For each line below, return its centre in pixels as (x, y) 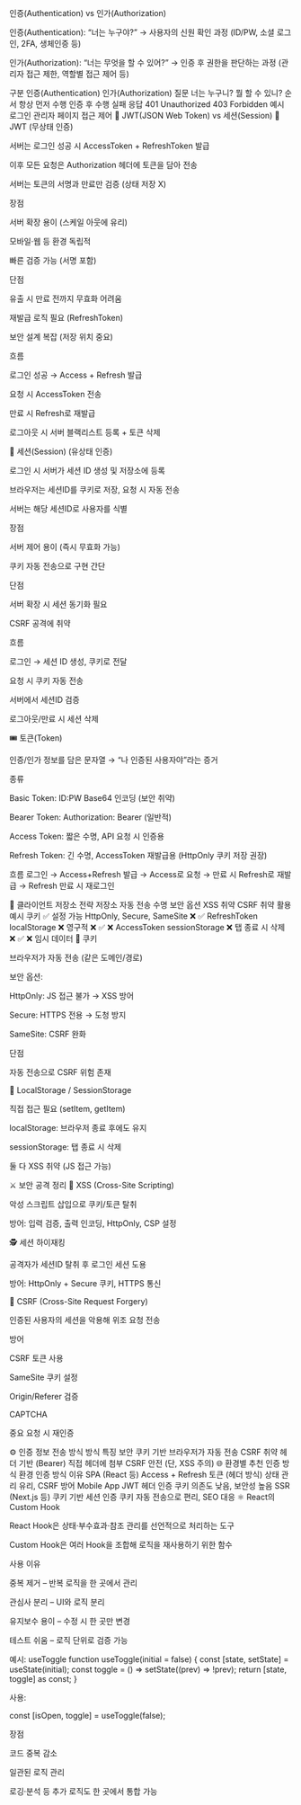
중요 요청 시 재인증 (42, 1433)
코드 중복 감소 (34, 1753)
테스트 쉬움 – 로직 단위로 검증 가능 (69, 1640)
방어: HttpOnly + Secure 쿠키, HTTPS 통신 (85, 1283)
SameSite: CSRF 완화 (48, 1034)
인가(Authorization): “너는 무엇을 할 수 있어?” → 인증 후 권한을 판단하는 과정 (143, 62)
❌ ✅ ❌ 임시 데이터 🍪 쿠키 (53, 938)
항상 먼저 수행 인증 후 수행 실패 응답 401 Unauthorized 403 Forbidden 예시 (151, 104)
